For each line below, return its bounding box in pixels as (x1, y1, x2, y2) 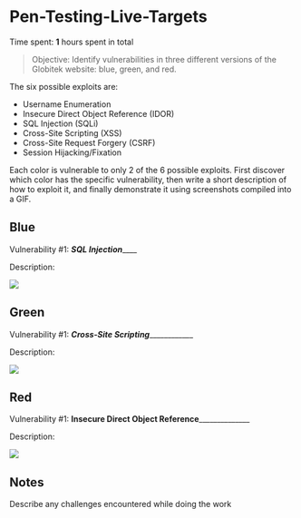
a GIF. (9, 193, 32, 204)
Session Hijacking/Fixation (22, 147, 122, 158)
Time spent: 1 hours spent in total (9, 36, 134, 47)
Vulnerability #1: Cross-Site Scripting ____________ (9, 328, 193, 339)
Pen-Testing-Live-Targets (9, 6, 208, 27)
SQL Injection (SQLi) (22, 118, 99, 129)
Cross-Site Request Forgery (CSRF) (22, 137, 156, 148)
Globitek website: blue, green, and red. (31, 64, 177, 74)
